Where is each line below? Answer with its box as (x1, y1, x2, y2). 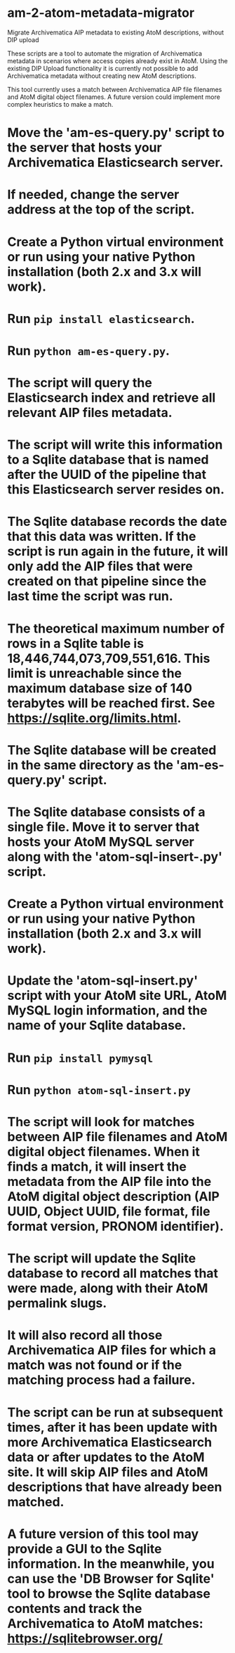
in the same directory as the (7, 757, 174, 773)
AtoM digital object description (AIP (7, 1188, 220, 1204)
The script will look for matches (7, 1114, 195, 1130)
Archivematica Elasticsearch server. (7, 154, 224, 171)
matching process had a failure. (7, 1372, 196, 1388)
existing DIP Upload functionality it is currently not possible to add (7, 64, 199, 72)
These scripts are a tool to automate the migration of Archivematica (7, 49, 202, 58)
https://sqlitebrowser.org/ (7, 1631, 163, 1646)
